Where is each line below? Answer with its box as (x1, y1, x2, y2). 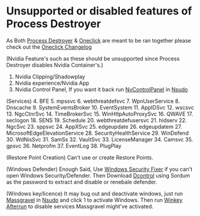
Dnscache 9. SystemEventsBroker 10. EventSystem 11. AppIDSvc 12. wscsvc (6, 103, 194, 111)
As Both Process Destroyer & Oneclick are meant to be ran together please (6, 37, 191, 44)
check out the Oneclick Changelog (6, 43, 92, 51)
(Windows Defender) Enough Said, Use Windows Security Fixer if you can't (6, 165, 193, 173)
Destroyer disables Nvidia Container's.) (6, 61, 103, 69)
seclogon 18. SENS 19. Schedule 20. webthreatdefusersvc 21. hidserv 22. (6, 116, 187, 124)
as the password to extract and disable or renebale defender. (6, 178, 157, 185)
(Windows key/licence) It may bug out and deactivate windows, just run (6, 190, 183, 197)
